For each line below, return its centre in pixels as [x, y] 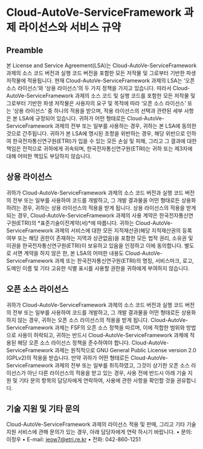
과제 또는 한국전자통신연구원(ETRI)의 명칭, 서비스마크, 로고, [124, 260]
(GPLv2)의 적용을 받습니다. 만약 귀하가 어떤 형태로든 [68, 358]
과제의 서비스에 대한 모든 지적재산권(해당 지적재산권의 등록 [123, 230]
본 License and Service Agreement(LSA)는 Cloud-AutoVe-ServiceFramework [101, 65]
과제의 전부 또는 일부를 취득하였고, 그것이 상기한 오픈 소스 [122, 365]
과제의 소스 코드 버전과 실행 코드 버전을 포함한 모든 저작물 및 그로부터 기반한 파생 [101, 73]
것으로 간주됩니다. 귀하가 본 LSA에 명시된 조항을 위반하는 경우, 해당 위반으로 [96, 133]
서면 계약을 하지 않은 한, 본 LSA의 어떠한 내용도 [68, 253]
